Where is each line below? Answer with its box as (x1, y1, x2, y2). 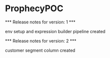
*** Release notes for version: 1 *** (5, 19, 76, 25)
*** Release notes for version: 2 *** (5, 38, 76, 44)
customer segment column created (5, 47, 75, 53)
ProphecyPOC (5, 3, 64, 14)
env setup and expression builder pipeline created (5, 28, 106, 34)
